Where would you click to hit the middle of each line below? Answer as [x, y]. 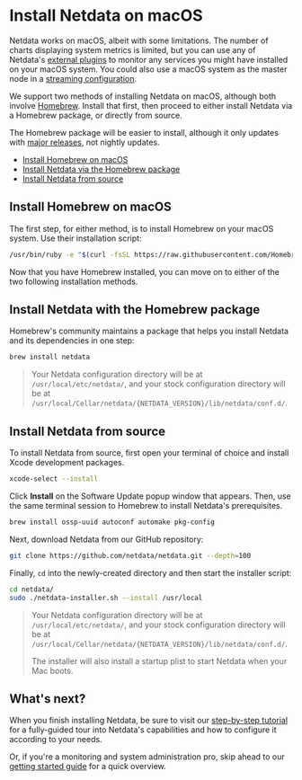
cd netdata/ [31, 589]
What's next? [48, 699]
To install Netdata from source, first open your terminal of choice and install [149, 453]
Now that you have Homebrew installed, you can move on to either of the [145, 271]
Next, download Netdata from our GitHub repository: [107, 539]
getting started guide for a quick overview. [88, 767]
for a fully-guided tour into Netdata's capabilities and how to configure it [143, 730]
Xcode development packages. [67, 463]
